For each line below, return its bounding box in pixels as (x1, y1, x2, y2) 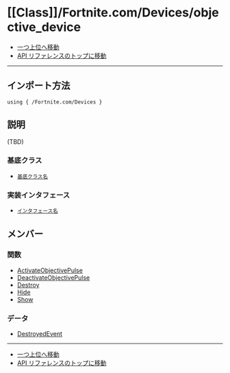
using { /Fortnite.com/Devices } (7, 98, 103, 106)
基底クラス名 (16, 173, 48, 180)
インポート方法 (7, 80, 71, 92)
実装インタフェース (7, 190, 71, 200)
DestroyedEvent (16, 330, 63, 338)
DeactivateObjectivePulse (16, 273, 90, 282)
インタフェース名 (16, 208, 58, 215)
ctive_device (7, 19, 81, 35)
